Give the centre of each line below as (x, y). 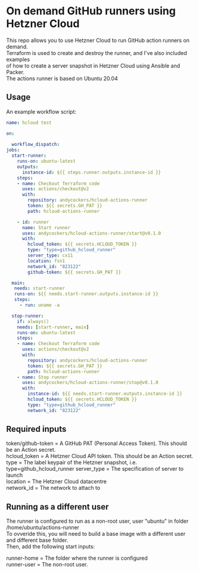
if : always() (33, 321)
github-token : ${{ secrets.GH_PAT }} (74, 272)
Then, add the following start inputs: (51, 547)
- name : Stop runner (42, 377)
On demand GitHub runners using (91, 11)
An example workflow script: (41, 111)
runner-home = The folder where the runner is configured (77, 558)
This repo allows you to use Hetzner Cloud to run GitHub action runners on (98, 40)
